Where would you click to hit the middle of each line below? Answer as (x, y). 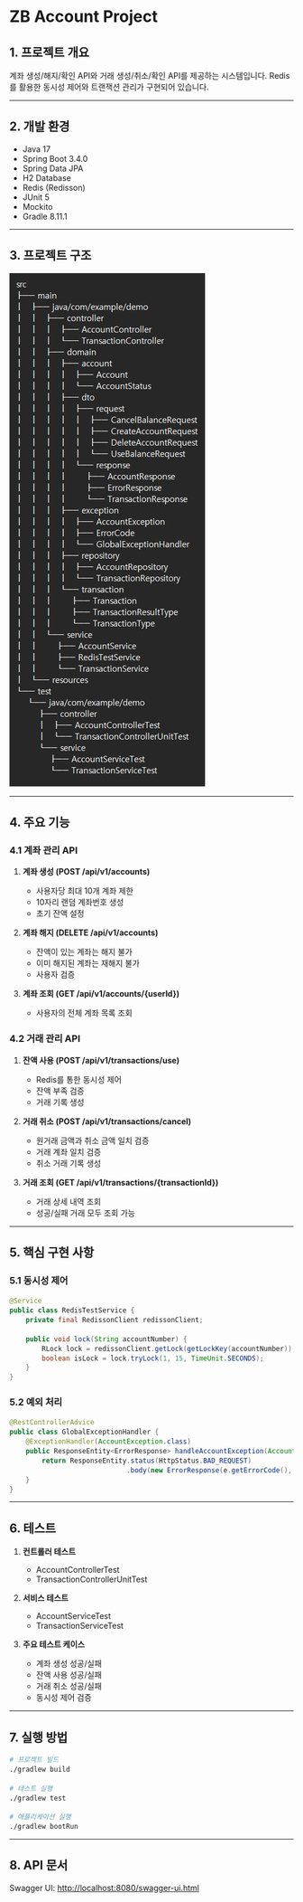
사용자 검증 (55, 975)
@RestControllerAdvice (52, 1423)
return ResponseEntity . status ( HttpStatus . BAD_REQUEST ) (147, 1461)
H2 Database (47, 177)
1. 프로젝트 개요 (50, 52)
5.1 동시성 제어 (39, 1280)
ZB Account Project (83, 17)
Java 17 (37, 149)
